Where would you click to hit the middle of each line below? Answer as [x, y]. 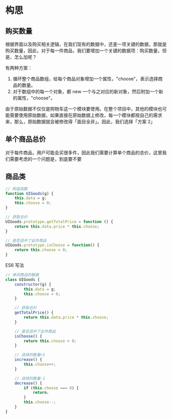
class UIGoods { [23, 279]
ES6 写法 [15, 265]
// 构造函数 [17, 189]
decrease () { [28, 383]
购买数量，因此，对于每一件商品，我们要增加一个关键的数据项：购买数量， [84, 51]
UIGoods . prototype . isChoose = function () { [52, 245]
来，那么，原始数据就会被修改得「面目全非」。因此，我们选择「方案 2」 [80, 122]
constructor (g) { [33, 284]
